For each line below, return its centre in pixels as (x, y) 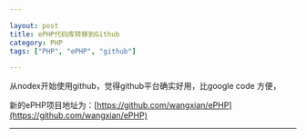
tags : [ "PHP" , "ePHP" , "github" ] (73, 51)
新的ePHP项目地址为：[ (53, 105)
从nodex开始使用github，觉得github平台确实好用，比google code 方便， (145, 86)
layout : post (34, 25)
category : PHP (36, 43)
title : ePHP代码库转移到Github (65, 34)
